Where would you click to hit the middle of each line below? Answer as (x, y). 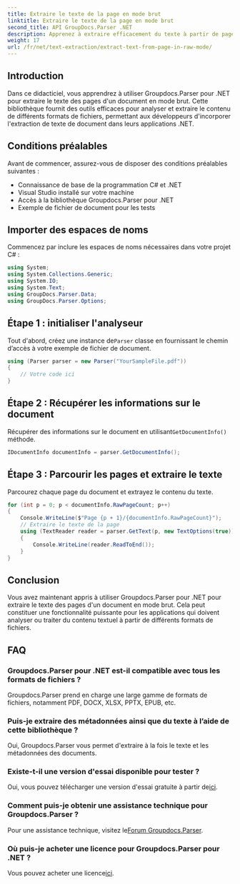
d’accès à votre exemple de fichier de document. (79, 348)
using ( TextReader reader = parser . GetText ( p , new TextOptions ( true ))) (129, 531)
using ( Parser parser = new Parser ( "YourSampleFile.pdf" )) (97, 361)
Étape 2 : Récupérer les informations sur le (104, 403)
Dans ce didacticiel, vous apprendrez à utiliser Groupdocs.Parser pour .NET (119, 93)
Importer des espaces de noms (78, 230)
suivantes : (23, 171)
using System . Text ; (36, 288)
